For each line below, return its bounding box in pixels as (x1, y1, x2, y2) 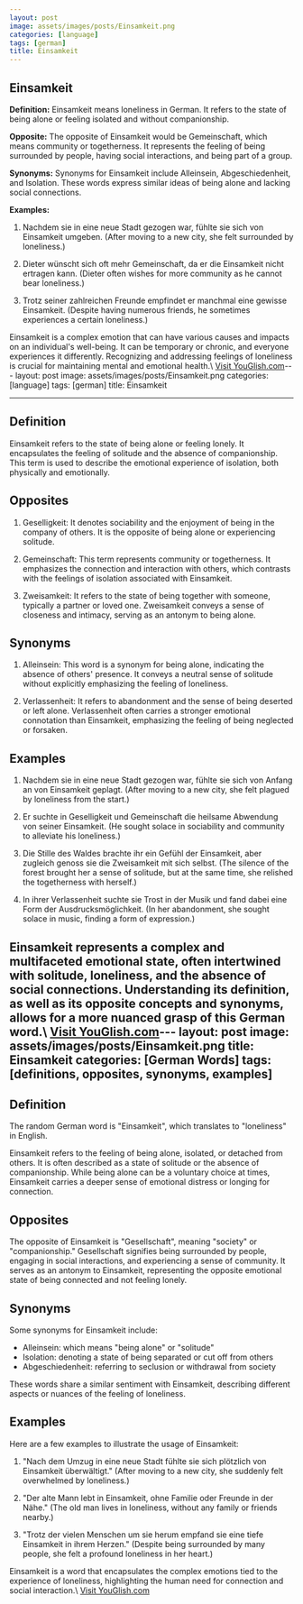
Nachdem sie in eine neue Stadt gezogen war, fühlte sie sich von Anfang (22, 775, 293, 785)
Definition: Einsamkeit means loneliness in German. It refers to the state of (9, 104, 287, 115)
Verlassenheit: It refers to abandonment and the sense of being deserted (22, 696, 293, 707)
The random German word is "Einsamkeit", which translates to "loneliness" (9, 1121, 287, 1132)
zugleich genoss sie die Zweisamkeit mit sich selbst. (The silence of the (22, 857, 289, 868)
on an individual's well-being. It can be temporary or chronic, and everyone (9, 341, 289, 352)
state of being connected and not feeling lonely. (9, 1275, 188, 1286)
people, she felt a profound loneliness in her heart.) (22, 1548, 214, 1559)
